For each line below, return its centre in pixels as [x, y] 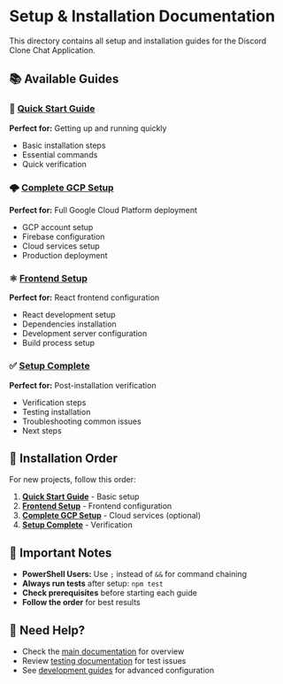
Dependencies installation [69, 324]
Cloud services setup [61, 246]
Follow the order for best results [81, 603]
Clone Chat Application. [52, 50]
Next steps [42, 430]
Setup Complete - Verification [77, 525]
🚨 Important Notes [61, 553]
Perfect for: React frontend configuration [84, 297]
